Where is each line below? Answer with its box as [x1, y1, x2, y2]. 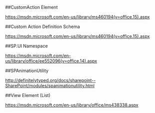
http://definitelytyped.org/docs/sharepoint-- [5, 77, 96, 83]
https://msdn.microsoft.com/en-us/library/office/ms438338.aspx [5, 102, 139, 108]
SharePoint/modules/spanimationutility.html [5, 82, 95, 88]
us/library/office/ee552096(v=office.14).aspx [5, 58, 97, 64]
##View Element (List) [5, 92, 51, 98]
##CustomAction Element [5, 4, 58, 10]
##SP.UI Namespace [5, 43, 48, 49]
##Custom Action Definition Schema [5, 23, 80, 29]
